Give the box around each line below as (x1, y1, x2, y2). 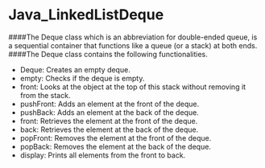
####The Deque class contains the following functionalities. (8, 49, 208, 59)
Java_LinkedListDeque (8, 6, 164, 24)
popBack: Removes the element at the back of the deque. (19, 141, 212, 151)
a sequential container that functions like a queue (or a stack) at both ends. (8, 40, 258, 50)
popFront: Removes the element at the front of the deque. (19, 133, 212, 142)
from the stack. (19, 90, 71, 100)
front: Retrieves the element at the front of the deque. (19, 116, 198, 125)
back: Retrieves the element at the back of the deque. (19, 125, 199, 134)
